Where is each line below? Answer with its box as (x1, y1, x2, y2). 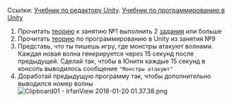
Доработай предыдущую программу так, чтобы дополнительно (17, 72, 211, 80)
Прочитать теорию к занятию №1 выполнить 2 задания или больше (17, 27, 222, 35)
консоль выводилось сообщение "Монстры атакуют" (17, 65, 173, 72)
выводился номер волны (17, 79, 93, 87)
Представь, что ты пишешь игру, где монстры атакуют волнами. (17, 42, 214, 50)
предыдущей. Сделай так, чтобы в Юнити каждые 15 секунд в (17, 57, 206, 65)
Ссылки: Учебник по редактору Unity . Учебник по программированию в (7, 6, 225, 14)
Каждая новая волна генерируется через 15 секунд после (17, 49, 195, 58)
